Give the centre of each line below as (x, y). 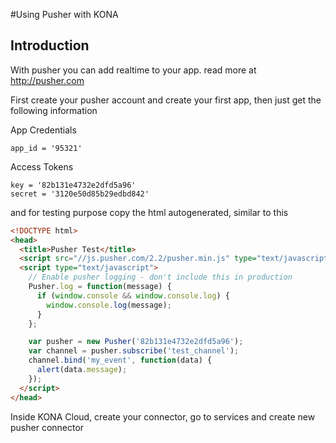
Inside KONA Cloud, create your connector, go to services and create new (163, 416)
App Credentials (43, 130)
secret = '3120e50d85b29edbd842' (80, 194)
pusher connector (47, 427)
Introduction (50, 45)
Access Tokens (42, 166)
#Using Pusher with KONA (64, 14)
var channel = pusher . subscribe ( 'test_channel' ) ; (134, 351)
